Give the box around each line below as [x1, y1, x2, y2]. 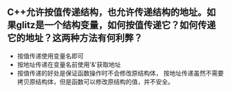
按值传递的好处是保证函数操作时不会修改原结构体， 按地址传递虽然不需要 [16, 69, 224, 77]
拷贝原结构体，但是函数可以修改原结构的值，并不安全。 [16, 78, 174, 86]
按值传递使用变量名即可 [16, 51, 84, 60]
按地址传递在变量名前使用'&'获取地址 [16, 60, 122, 69]
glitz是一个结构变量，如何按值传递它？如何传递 [16, 19, 217, 31]
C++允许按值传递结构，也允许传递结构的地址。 [7, 6, 208, 19]
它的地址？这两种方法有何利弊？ [7, 32, 143, 44]
